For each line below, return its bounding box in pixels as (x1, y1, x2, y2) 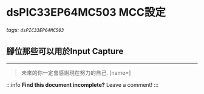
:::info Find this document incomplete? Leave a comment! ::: (6, 81, 159, 88)
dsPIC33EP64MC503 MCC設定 (6, 5, 166, 19)
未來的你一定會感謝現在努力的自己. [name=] (21, 69, 131, 76)
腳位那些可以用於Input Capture (6, 46, 124, 57)
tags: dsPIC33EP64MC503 (6, 26, 64, 33)
